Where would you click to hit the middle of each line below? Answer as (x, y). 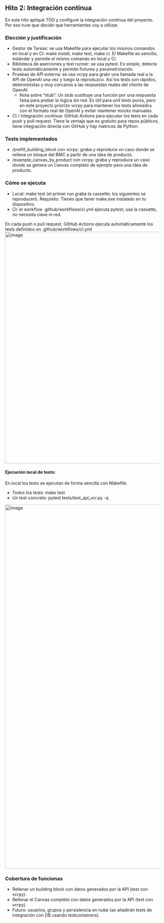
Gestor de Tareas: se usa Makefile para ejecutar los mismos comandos (83, 48)
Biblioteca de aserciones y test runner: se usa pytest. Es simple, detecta (84, 64)
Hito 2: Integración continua (48, 8)
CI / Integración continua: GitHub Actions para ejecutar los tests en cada (85, 116)
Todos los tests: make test (38, 492)
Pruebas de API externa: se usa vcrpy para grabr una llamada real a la (82, 74)
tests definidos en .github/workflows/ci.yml (49, 229)
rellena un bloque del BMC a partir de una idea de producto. (72, 155)
